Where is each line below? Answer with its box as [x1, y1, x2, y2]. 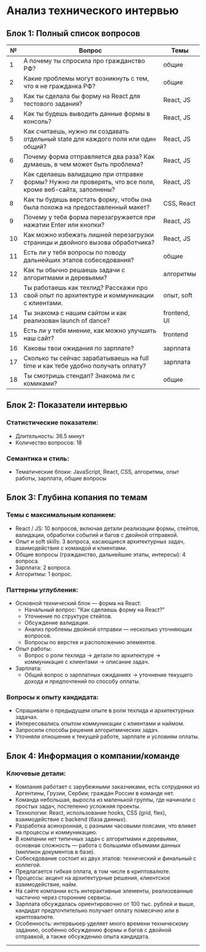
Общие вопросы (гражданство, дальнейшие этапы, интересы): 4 [15, 550, 186, 558]
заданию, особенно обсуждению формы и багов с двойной [15, 926, 172, 934]
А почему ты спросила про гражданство [23, 56, 145, 65]
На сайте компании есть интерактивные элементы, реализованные [15, 887, 193, 894]
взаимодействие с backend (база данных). [15, 815, 128, 823]
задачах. [15, 714, 39, 721]
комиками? [23, 379, 58, 387]
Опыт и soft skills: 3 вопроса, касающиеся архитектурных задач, [15, 538, 185, 545]
